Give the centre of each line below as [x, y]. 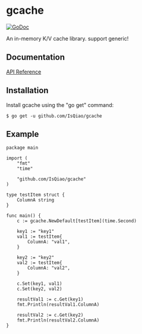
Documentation [36, 57]
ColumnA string [36, 200]
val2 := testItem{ [40, 263]
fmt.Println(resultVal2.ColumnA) [58, 320]
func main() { [24, 216]
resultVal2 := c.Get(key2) [50, 315]
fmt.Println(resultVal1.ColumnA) [58, 305]
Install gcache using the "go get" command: [60, 105]
